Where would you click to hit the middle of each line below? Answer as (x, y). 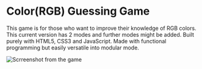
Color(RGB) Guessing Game (78, 11)
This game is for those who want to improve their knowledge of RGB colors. (101, 28)
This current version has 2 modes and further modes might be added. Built (100, 34)
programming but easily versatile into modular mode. (73, 48)
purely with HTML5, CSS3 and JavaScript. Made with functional (86, 41)
